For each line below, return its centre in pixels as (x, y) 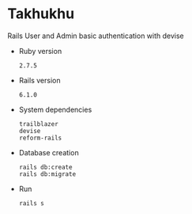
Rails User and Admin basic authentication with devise (96, 36)
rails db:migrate (47, 174)
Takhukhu (41, 14)
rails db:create (45, 167)
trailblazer (38, 124)
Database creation (49, 152)
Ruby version (40, 51)
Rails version (40, 80)
